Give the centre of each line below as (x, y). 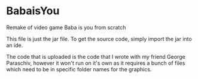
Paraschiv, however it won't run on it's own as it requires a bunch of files (96, 63)
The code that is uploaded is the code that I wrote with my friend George (96, 56)
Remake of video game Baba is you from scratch (66, 27)
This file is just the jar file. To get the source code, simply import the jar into (99, 39)
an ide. (15, 45)
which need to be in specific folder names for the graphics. (79, 69)
